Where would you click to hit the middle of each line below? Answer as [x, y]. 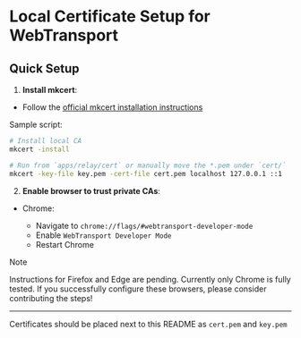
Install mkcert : [50, 90]
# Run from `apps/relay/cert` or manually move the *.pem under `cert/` [148, 165]
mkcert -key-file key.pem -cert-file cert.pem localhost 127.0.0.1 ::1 [146, 173]
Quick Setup [44, 68]
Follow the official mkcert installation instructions [112, 107]
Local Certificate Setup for [110, 17]
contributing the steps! [51, 298]
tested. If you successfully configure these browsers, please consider [138, 289]
